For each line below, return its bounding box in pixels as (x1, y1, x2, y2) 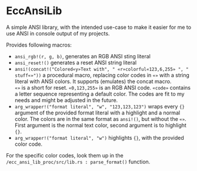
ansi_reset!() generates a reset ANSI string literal (14, 59, 137, 66)
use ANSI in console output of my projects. (6, 29, 110, 37)
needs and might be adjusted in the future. (14, 96, 118, 104)
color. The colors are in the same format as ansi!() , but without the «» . (14, 115, 186, 122)
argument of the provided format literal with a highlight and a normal (14, 109, 181, 116)
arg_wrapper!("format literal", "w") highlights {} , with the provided (14, 134, 184, 141)
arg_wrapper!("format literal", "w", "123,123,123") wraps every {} (14, 103, 185, 110)
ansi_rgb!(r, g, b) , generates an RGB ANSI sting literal (14, 52, 151, 60)
